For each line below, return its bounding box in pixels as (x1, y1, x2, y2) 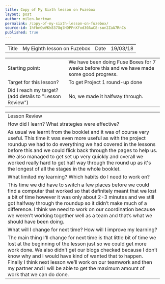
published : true (5, 30, 38, 35)
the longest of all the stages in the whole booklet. (7, 166, 121, 172)
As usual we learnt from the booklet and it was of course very (7, 129, 149, 135)
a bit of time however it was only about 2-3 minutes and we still (7, 194, 155, 200)
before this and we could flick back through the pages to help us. (7, 147, 158, 154)
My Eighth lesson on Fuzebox (22, 45, 91, 52)
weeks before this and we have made (68, 65, 155, 71)
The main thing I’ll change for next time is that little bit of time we (7, 234, 156, 241)
